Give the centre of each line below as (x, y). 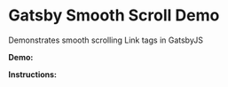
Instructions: (33, 74)
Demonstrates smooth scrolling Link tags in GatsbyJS (106, 40)
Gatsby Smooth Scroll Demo (114, 16)
